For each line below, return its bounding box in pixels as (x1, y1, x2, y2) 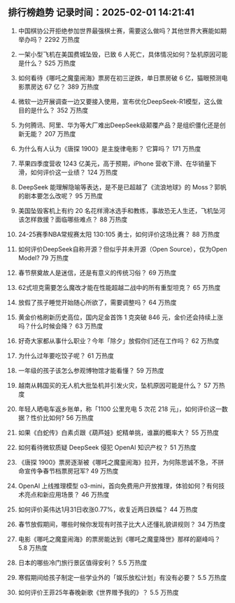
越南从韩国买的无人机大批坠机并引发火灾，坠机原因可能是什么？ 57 (17, 381, 211, 389)
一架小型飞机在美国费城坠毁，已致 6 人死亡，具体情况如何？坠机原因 (17, 50, 216, 58)
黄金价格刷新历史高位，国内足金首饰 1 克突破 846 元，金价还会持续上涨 (17, 313, 223, 321)
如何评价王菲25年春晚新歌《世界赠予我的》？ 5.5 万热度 (17, 588, 179, 596)
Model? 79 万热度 (17, 254, 69, 262)
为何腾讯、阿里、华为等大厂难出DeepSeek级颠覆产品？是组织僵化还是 (17, 121, 220, 129)
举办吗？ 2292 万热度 (17, 35, 80, 43)
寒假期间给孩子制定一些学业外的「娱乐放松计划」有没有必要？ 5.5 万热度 (17, 573, 227, 581)
